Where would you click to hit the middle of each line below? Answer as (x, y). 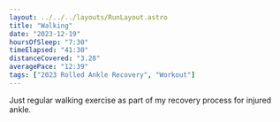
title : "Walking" (41, 26)
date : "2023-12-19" (45, 34)
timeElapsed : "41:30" (49, 50)
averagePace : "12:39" (49, 67)
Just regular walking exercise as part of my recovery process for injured (140, 100)
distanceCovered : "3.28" (55, 58)
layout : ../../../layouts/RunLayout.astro (88, 17)
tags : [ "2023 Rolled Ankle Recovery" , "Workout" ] (102, 75)
